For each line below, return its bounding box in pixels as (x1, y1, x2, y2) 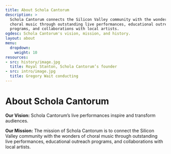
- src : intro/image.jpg (5, 69, 56, 74)
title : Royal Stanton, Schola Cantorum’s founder (10, 64, 117, 69)
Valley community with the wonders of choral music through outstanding (5, 133, 158, 139)
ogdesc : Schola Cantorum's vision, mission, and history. (5, 31, 131, 36)
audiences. (5, 117, 29, 124)
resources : (5, 54, 28, 60)
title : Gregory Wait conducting (10, 74, 79, 79)
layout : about (5, 36, 36, 41)
